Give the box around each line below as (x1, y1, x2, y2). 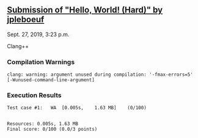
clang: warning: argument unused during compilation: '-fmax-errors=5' (7, 71, 193, 78)
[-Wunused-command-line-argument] (7, 77, 95, 83)
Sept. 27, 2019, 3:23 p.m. (7, 31, 70, 38)
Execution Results (7, 91, 62, 100)
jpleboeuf (7, 15, 45, 25)
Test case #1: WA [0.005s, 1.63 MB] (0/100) (7, 105, 147, 111)
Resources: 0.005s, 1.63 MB (7, 121, 79, 127)
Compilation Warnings (7, 57, 75, 66)
